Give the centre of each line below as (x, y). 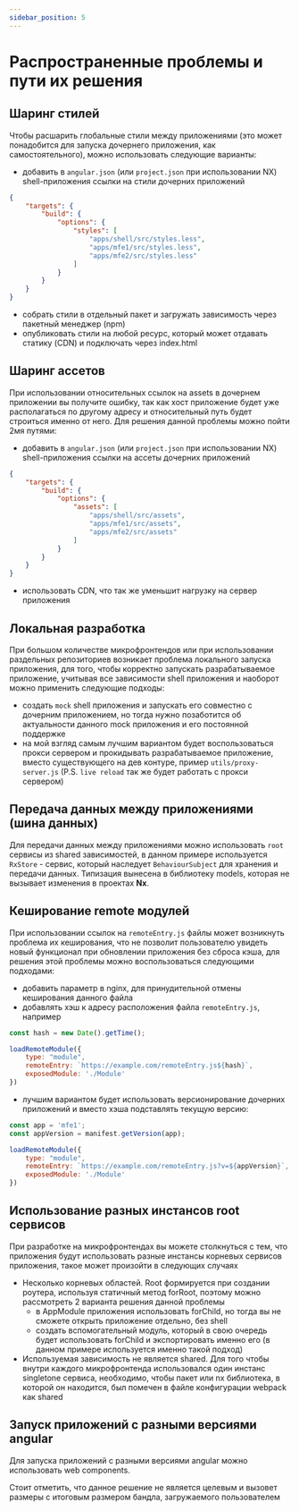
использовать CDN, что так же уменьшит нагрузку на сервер (139, 590)
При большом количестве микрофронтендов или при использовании (141, 650)
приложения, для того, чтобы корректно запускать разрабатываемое (142, 669)
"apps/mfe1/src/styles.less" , (145, 247)
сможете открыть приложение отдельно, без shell (131, 1320)
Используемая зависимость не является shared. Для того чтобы (145, 1358)
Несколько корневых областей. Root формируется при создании (146, 1282)
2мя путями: (33, 430)
